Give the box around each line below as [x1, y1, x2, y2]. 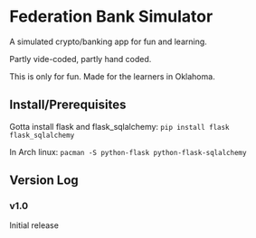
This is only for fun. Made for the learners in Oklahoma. [9, 70, 215, 82]
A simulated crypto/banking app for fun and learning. [9, 36, 208, 47]
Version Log [9, 173, 79, 188]
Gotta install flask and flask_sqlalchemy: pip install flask [9, 121, 230, 132]
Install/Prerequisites [9, 97, 127, 113]
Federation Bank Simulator [9, 6, 213, 27]
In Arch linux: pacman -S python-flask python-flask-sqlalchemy [9, 146, 247, 157]
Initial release [9, 220, 59, 231]
